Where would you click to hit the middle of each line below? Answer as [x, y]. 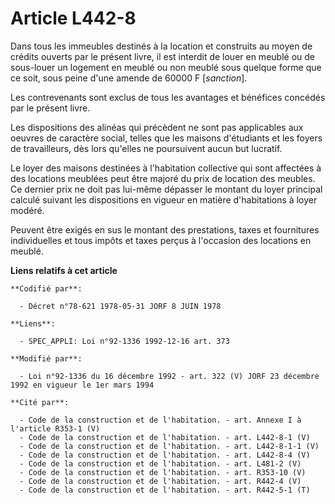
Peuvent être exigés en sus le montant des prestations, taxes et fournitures [165, 229]
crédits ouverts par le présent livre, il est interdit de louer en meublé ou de [162, 56]
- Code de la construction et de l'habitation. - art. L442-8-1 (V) [165, 437]
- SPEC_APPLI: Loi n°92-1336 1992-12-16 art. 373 [124, 341]
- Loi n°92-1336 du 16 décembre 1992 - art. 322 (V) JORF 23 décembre [169, 376]
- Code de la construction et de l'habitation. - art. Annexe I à [160, 420]
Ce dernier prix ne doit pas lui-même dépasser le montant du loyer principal [166, 189]
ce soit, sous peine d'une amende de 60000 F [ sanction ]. [129, 78]
